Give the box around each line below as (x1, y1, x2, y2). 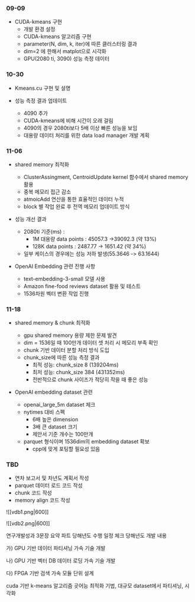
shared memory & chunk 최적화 (14, 319, 90, 326)
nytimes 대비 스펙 (23, 408, 65, 415)
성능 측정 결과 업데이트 (14, 97, 67, 104)
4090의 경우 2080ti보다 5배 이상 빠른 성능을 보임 (23, 124, 138, 131)
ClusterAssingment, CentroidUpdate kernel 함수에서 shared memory (23, 173, 188, 181)
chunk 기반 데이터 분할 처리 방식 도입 (23, 346, 110, 354)
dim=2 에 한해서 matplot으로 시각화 (23, 48, 106, 55)
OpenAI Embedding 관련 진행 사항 (14, 263, 96, 270)
